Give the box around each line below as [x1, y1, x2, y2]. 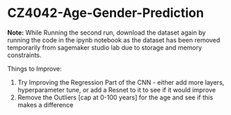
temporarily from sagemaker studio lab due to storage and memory [7, 43, 202, 52]
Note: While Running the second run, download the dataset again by [7, 28, 206, 37]
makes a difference [17, 100, 74, 109]
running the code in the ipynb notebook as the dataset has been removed [7, 35, 220, 44]
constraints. [7, 51, 42, 59]
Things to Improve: [7, 64, 62, 73]
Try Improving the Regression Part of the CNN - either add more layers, [17, 78, 225, 86]
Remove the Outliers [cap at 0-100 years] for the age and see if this [17, 93, 213, 102]
